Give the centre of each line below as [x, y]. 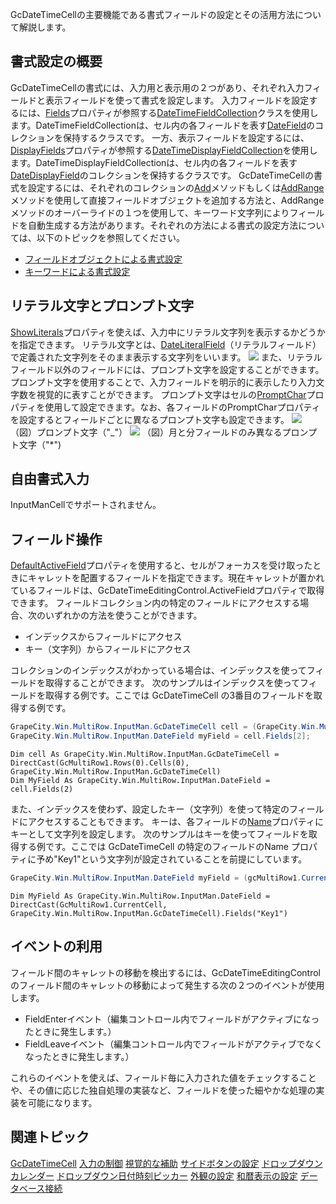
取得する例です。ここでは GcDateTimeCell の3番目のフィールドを [179, 695]
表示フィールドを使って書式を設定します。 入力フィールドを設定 [177, 100]
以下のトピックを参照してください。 [110, 237]
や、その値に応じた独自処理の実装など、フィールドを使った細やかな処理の [163, 1090]
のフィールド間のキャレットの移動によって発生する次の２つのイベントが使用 [167, 985]
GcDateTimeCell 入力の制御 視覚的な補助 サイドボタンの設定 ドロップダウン [166, 1163]
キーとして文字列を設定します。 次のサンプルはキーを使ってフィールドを [159, 834]
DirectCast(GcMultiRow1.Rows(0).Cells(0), [100, 763]
